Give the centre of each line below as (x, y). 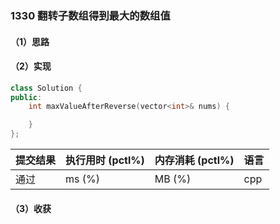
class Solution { (46, 88)
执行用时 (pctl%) (105, 160)
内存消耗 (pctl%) (194, 160)
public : (26, 97)
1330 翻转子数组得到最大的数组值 (90, 15)
